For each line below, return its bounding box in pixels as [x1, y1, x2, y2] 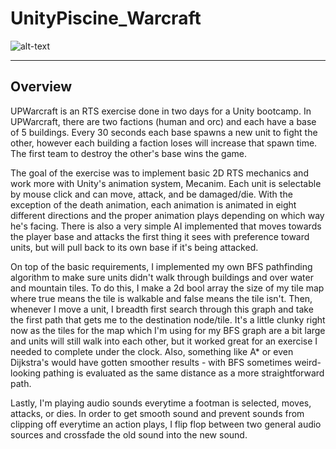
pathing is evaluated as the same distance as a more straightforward [43, 367, 325, 379]
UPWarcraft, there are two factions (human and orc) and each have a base [10, 115, 317, 127]
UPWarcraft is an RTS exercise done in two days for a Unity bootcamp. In [10, 105, 312, 117]
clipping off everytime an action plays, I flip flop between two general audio [10, 418, 322, 430]
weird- [294, 356, 322, 368]
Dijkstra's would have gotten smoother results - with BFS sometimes [10, 356, 293, 368]
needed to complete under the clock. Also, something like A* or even [10, 345, 294, 357]
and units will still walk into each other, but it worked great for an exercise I [10, 335, 318, 347]
